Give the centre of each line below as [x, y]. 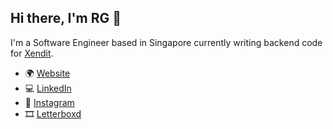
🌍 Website [47, 73]
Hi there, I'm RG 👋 [66, 18]
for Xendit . [32, 53]
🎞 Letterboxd [53, 113]
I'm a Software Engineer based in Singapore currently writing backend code [166, 42]
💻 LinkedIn [48, 88]
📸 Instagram [49, 102]
